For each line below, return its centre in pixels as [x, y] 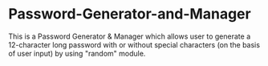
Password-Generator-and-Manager [130, 14]
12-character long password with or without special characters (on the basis [134, 44]
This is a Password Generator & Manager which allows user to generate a [130, 36]
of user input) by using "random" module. [77, 53]
